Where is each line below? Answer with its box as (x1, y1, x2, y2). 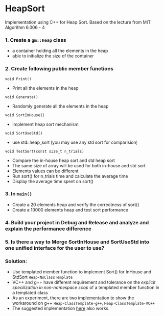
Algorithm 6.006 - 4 (5, 24, 45, 30)
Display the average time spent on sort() (12, 178, 94, 184)
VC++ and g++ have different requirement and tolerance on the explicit (12, 279, 156, 285)
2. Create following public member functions (5, 65, 114, 72)
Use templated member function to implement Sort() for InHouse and (12, 268, 152, 275)
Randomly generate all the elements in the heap (12, 103, 109, 109)
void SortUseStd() (5, 131, 43, 135)
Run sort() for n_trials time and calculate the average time (12, 173, 128, 179)
